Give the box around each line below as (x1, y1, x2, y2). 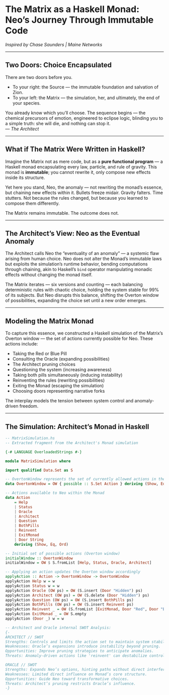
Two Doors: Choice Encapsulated (5, 61, 112, 69)
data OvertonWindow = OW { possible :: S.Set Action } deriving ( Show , (5, 481, 158, 486)
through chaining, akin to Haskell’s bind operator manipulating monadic (5, 267, 152, 273)
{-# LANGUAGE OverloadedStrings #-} (5, 449, 82, 455)
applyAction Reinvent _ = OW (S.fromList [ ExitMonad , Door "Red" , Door (5, 607, 158, 612)
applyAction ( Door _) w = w (5, 616, 64, 621)
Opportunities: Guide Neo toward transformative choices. (5, 676, 129, 681)
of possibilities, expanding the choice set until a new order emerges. (5, 298, 147, 304)
